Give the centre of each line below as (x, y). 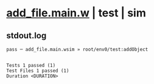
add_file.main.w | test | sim (76, 13)
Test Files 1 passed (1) (38, 71)
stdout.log (26, 36)
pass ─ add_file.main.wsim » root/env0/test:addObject (77, 49)
